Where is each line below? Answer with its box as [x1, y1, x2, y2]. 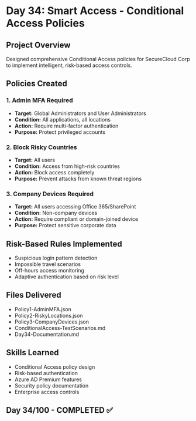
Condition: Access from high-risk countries [14, 163, 120, 170]
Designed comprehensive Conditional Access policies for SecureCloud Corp [6, 56, 190, 62]
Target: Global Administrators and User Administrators [14, 110, 146, 117]
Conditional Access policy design [14, 363, 95, 371]
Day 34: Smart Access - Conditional [6, 4, 184, 18]
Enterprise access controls [14, 388, 80, 395]
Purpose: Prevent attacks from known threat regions [14, 175, 142, 182]
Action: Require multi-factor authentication [14, 122, 119, 129]
